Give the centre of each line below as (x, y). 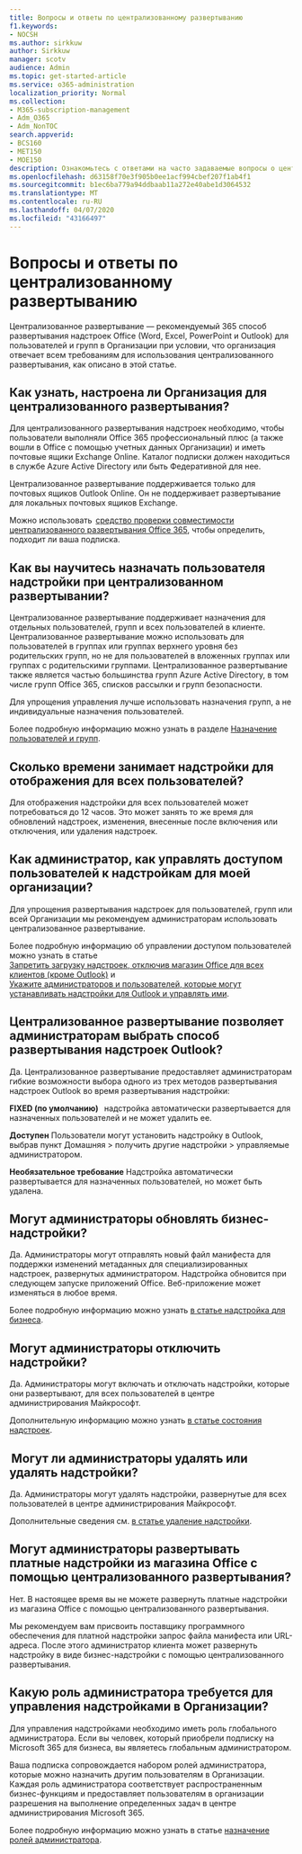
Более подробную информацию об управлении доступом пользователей (151, 945)
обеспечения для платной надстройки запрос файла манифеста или (141, 1635)
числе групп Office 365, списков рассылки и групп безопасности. (136, 685)
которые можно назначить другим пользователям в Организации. (137, 1774)
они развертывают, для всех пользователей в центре (112, 1393)
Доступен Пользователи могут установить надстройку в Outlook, (136, 1135)
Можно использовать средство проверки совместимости (122, 520)
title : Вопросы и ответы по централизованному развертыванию (126, 18)
